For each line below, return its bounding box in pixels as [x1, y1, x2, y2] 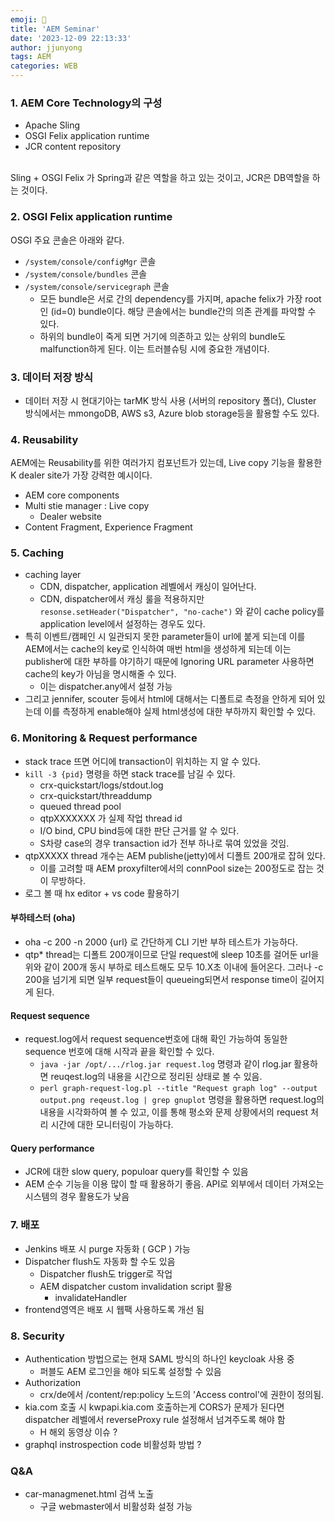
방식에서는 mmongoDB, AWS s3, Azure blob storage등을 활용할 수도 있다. [24, 407, 320, 419]
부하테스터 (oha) [10, 912, 76, 924]
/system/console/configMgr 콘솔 [24, 255, 157, 267]
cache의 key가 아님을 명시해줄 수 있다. [24, 668, 177, 680]
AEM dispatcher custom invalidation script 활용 [39, 1280, 233, 1292]
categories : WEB [10, 61, 78, 71]
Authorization [24, 1376, 82, 1388]
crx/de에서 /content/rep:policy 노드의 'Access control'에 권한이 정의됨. [39, 1388, 325, 1400]
